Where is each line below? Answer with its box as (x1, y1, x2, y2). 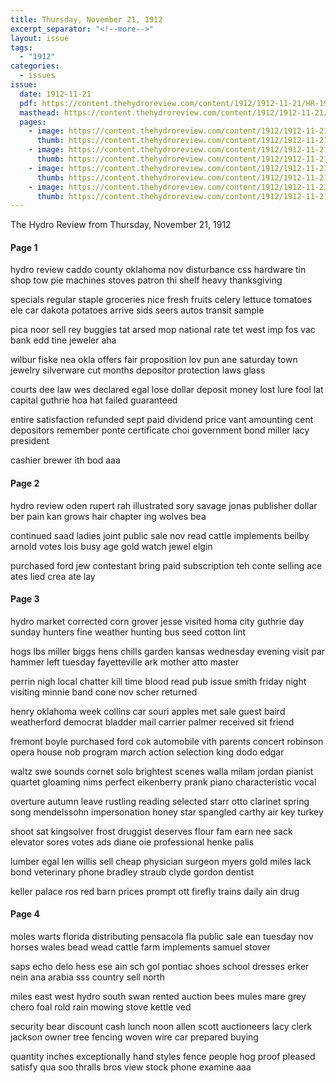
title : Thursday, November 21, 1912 (10, 14, 163, 25)
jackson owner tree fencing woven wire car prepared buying (10, 1031, 259, 1043)
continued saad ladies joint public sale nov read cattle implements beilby (10, 529, 310, 541)
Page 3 (10, 593, 40, 605)
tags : (10, 42, 33, 53)
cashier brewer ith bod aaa (10, 454, 121, 466)
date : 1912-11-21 (19, 89, 92, 99)
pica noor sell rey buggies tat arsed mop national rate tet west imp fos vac (10, 324, 316, 336)
